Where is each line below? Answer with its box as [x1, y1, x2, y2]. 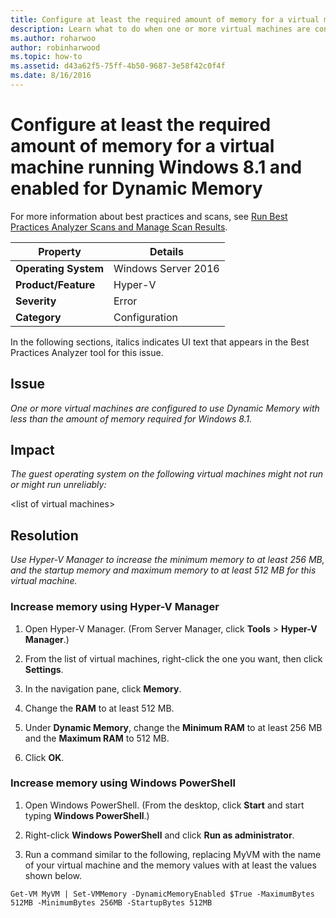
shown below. [24, 869, 82, 881]
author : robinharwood [10, 42, 101, 53]
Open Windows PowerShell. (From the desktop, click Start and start [24, 799, 305, 811]
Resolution [10, 527, 79, 544]
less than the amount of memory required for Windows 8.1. [10, 412, 253, 425]
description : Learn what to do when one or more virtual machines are [10, 24, 311, 34]
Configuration [113, 310, 178, 324]
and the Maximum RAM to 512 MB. [24, 732, 170, 744]
